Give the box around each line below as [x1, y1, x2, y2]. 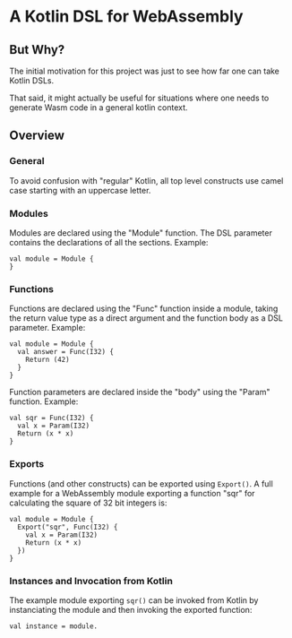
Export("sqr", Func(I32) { [17, 522, 118, 531]
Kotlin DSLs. [9, 75, 55, 86]
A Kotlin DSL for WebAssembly [9, 6, 244, 27]
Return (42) [25, 356, 70, 365]
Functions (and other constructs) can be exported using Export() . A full [9, 478, 273, 489]
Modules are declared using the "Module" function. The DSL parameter [9, 227, 273, 238]
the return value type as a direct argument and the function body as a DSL [9, 313, 284, 323]
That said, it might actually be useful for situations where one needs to [9, 92, 270, 103]
